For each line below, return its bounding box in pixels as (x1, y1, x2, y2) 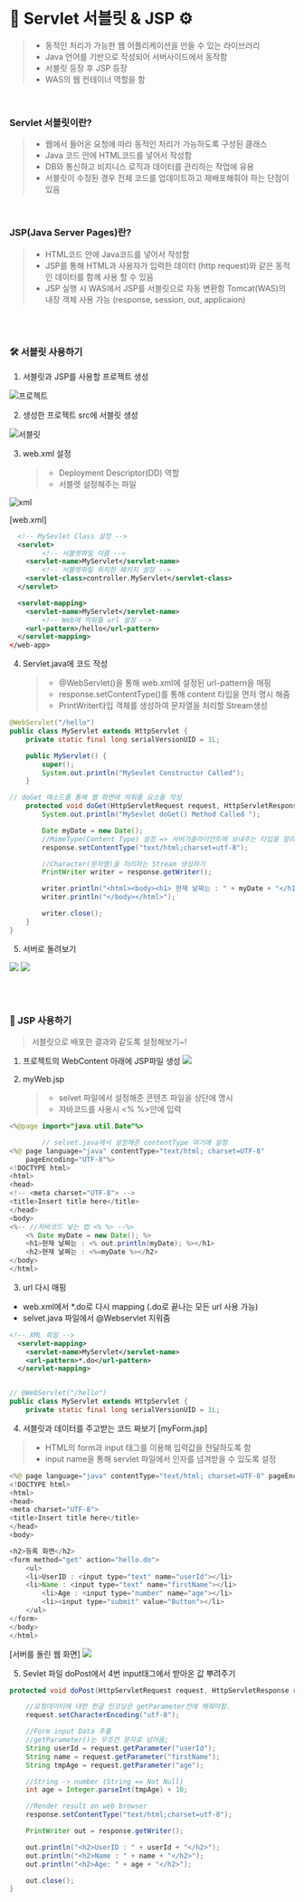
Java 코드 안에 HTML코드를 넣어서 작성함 (44, 150, 193, 161)
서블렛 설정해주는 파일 (58, 478, 138, 489)
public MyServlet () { (25, 751, 107, 761)
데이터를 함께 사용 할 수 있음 (54, 271, 154, 282)
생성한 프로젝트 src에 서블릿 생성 (22, 409, 138, 420)
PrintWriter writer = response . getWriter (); (42, 868, 213, 877)
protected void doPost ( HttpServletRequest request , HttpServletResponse (9, 1686, 290, 1695)
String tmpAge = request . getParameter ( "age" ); (25, 1761, 204, 1770)
